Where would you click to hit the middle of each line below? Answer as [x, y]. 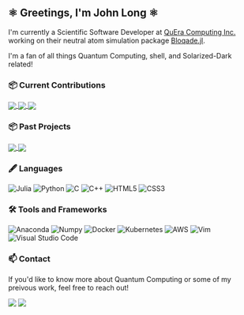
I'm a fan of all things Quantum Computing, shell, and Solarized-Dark [120, 55]
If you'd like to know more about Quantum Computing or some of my [120, 279]
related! [21, 64]
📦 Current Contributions [57, 84]
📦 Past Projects [39, 127]
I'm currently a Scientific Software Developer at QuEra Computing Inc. [122, 32]
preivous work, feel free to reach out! [68, 287]
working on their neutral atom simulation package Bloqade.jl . [107, 40]
